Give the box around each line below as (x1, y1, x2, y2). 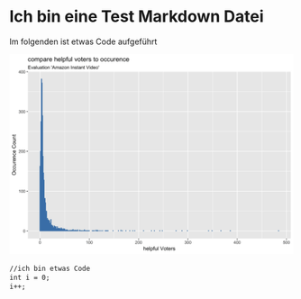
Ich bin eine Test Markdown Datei (9, 6, 264, 27)
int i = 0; (9, 273, 50, 282)
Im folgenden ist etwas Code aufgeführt (9, 36, 158, 47)
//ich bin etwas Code (9, 264, 91, 273)
